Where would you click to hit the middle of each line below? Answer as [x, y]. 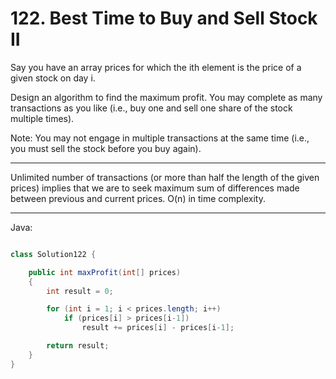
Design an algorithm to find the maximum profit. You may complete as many [166, 97]
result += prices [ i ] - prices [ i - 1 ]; [158, 328]
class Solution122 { [53, 254]
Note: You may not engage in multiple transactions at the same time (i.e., [160, 138]
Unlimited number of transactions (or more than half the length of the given [165, 177]
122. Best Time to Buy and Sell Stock [164, 18]
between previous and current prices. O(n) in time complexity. [138, 198]
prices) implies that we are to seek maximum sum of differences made [155, 188]
